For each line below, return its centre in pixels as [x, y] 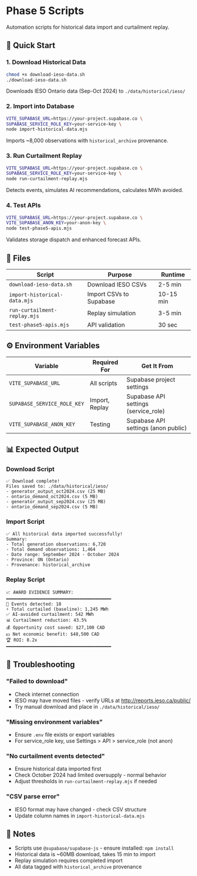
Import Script [26, 522]
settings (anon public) [157, 428]
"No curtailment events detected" [56, 756]
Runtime [173, 274]
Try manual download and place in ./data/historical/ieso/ [87, 706]
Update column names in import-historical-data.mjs [79, 816]
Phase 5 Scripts [45, 11]
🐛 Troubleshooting [40, 665]
